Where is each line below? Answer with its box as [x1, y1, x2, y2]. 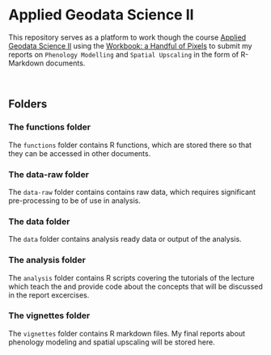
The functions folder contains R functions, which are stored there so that [8, 140, 252, 150]
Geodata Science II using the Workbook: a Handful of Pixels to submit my [8, 40, 252, 50]
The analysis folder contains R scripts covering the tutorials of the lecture [8, 273, 255, 282]
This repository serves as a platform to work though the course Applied [8, 32, 247, 42]
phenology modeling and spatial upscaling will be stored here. [8, 337, 216, 347]
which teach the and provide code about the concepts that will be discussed [8, 281, 263, 291]
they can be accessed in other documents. [8, 148, 151, 158]
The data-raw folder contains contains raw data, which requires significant [8, 187, 256, 197]
